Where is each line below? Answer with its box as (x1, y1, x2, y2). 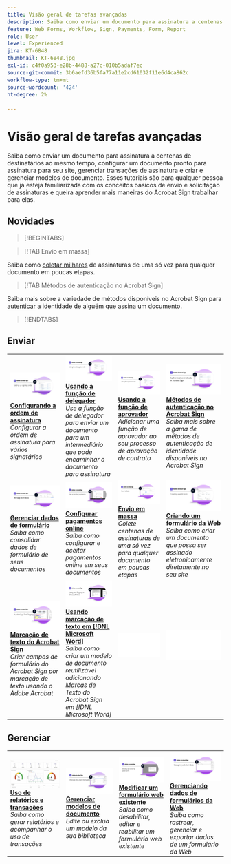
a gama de (166, 424, 197, 433)
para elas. (7, 196, 36, 204)
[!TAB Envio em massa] (23, 247, 90, 255)
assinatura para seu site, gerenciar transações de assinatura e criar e (7, 166, 203, 175)
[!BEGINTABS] (23, 234, 65, 242)
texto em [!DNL (65, 622, 110, 630)
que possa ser (166, 541, 207, 549)
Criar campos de (10, 652, 58, 661)
